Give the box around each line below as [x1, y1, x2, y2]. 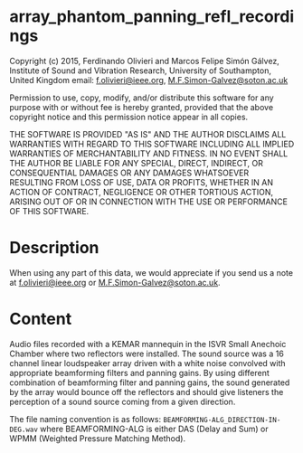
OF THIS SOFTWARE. [9, 205, 90, 216]
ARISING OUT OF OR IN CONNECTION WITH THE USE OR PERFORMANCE [9, 196, 288, 207]
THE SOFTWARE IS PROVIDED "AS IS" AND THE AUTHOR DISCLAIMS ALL [9, 128, 287, 139]
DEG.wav [9, 425, 39, 434]
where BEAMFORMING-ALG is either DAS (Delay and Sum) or [40, 423, 269, 434]
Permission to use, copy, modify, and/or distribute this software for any [9, 92, 274, 103]
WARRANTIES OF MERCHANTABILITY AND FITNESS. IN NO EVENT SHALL [9, 147, 289, 159]
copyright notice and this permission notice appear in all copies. [9, 111, 249, 122]
